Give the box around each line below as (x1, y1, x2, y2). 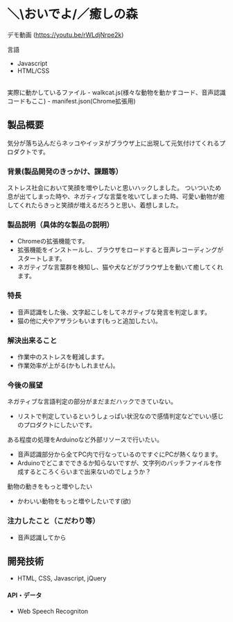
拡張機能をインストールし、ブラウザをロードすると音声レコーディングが (17, 245, 224, 254)
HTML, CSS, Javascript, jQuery (17, 574, 107, 582)
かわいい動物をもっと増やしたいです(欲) (17, 497, 132, 506)
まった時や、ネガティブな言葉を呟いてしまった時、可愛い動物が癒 (37, 192, 225, 201)
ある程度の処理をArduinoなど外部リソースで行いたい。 (7, 435, 163, 444)
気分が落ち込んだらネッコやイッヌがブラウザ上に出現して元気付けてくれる (7, 139, 220, 147)
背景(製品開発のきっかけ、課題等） (7, 166, 123, 176)
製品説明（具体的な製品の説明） (7, 220, 114, 230)
